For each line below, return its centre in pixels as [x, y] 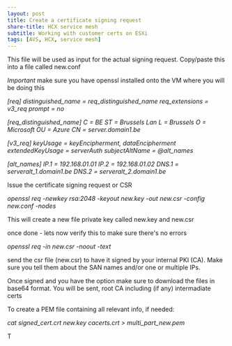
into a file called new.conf [44, 67]
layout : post [26, 14]
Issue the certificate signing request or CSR [70, 185]
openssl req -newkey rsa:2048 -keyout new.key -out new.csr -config [106, 199]
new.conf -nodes [32, 206]
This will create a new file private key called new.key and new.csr [101, 220]
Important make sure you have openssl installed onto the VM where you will [116, 80]
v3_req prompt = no [36, 109]
